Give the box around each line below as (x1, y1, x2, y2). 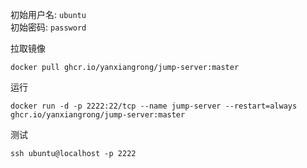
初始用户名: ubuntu (10, 9, 87, 20)
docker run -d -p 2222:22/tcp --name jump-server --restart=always (10, 101, 298, 111)
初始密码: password (10, 21, 87, 33)
